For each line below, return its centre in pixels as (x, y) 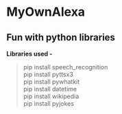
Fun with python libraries (61, 37)
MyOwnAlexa (46, 12)
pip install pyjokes (49, 103)
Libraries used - (29, 54)
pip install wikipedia (51, 96)
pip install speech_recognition (65, 67)
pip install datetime (50, 89)
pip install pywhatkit (51, 82)
